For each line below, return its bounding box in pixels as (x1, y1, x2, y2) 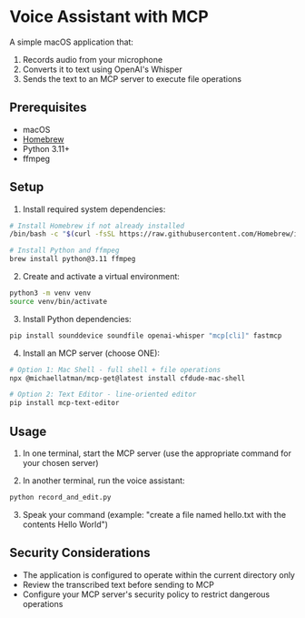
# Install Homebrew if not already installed (9, 221, 184, 230)
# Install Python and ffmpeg (9, 246, 120, 256)
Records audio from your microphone (22, 54, 163, 65)
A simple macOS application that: (9, 36, 134, 47)
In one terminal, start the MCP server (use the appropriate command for (22, 448, 292, 459)
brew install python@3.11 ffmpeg (9, 255, 136, 264)
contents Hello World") (22, 519, 109, 530)
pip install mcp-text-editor (9, 399, 120, 408)
